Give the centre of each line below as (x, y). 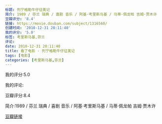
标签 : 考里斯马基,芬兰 (25, 37)
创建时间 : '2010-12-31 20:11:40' (38, 28)
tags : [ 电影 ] (18, 55)
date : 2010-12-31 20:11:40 (33, 46)
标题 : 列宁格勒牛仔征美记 (28, 10)
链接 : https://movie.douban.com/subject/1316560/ (56, 23)
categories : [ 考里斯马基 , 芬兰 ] (34, 60)
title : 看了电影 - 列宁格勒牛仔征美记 (40, 51)
